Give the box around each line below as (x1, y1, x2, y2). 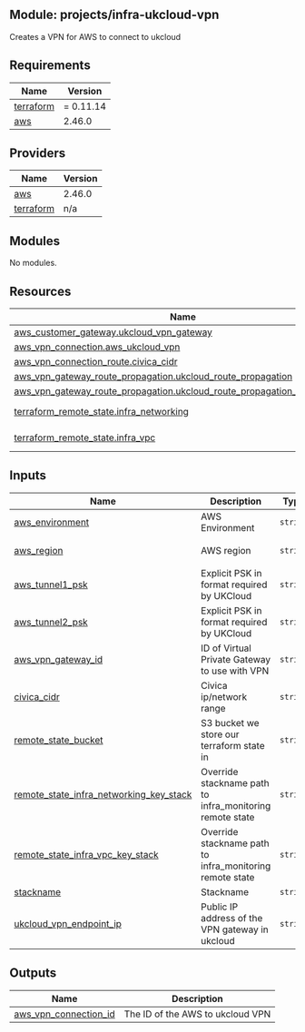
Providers (9, 145, 66, 162)
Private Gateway (201, 653, 271, 665)
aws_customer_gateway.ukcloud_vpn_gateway (14, 326, 213, 339)
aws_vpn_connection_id (14, 1007, 115, 1020)
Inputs (9, 467, 47, 484)
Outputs (9, 966, 57, 981)
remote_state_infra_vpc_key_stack (14, 848, 159, 860)
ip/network (201, 690, 248, 703)
